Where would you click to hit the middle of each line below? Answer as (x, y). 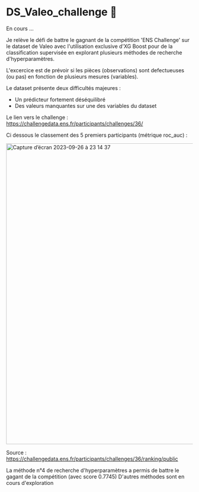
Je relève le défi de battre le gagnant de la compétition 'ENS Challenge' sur (98, 40)
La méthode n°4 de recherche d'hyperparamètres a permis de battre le (93, 470)
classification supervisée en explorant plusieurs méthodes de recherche (94, 52)
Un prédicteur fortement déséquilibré (60, 99)
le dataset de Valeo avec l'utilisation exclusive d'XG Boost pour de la (89, 46)
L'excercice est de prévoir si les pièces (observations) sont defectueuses (95, 70)
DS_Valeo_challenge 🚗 (62, 12)
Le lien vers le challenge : (37, 117)
